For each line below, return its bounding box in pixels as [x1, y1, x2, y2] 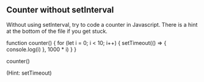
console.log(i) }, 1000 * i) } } [6, 46, 77, 53]
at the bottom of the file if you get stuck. [6, 27, 108, 35]
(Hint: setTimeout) [6, 69, 52, 77]
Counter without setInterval [6, 5, 114, 15]
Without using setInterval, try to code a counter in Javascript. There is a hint [6, 21, 198, 28]
